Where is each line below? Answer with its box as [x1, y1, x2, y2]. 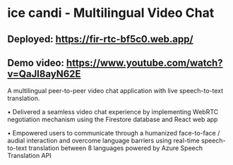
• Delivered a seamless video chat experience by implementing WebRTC [7, 108, 219, 116]
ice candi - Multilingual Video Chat [7, 5, 215, 21]
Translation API [7, 152, 52, 160]
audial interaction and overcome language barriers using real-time [7, 136, 200, 145]
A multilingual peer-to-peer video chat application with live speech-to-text [7, 87, 224, 95]
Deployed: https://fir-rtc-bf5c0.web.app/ [7, 33, 193, 45]
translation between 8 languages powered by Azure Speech [28, 144, 203, 152]
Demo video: [7, 56, 65, 68]
